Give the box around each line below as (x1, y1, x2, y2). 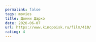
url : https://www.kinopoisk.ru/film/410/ (5, 25, 92, 30)
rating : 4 (5, 29, 26, 34)
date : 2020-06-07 (5, 20, 41, 26)
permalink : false (5, 7, 41, 12)
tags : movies (5, 12, 32, 16)
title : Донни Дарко (5, 16, 45, 21)
